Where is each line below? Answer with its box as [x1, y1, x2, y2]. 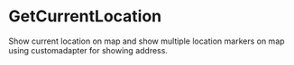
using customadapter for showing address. [8, 45, 169, 55]
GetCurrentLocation [8, 6, 162, 27]
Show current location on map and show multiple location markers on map [8, 36, 285, 46]
